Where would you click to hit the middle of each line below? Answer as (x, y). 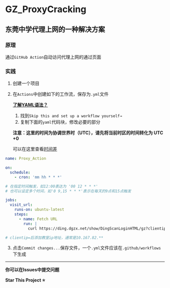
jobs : (11, 200)
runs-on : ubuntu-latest (39, 210)
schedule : (20, 172)
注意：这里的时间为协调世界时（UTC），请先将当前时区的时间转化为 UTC (88, 133)
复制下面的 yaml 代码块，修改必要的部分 (60, 122)
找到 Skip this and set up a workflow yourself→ (71, 116)
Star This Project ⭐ (25, 280)
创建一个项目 (26, 83)
